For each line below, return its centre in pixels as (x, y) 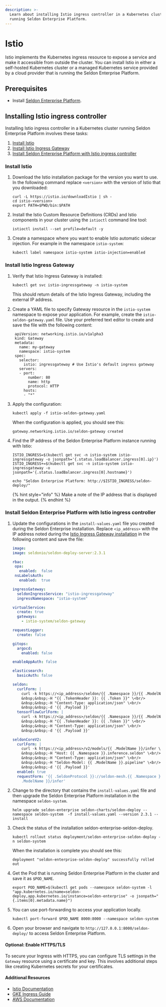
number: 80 (39, 378)
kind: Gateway (29, 338)
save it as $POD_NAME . (33, 879)
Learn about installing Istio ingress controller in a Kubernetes (79, 14)
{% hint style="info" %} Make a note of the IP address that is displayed (84, 495)
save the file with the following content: (52, 325)
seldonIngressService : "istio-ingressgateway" (66, 594)
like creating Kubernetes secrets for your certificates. (59, 966)
